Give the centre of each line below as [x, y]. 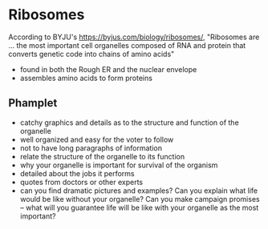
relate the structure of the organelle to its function [102, 156]
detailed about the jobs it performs [77, 173]
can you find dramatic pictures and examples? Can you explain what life [139, 191]
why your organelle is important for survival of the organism [119, 165]
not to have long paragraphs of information [91, 148]
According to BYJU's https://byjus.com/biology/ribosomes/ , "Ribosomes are [134, 37]
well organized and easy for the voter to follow [97, 139]
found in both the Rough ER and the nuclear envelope [108, 69]
